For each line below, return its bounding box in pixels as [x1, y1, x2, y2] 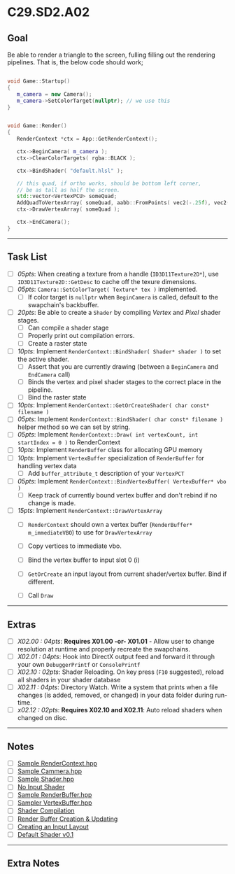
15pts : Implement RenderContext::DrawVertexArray [17, 506, 163, 514]
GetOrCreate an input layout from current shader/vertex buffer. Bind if [27, 570, 227, 578]
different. [27, 578, 55, 586]
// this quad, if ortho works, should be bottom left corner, [16, 180, 201, 187]
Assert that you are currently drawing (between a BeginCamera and [27, 362, 219, 371]
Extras [7, 619, 36, 630]
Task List [7, 251, 48, 263]
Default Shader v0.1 [17, 830, 74, 838]
